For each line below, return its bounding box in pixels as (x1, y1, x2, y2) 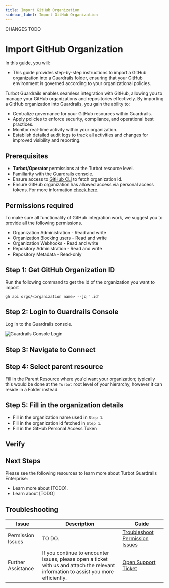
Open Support (122, 559, 156, 566)
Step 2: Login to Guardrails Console (5, 308, 119, 316)
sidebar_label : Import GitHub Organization (5, 12, 98, 17)
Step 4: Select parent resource (5, 363, 103, 371)
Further (8, 559, 25, 566)
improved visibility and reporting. (12, 137, 81, 143)
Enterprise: (5, 475, 28, 481)
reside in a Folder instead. (5, 386, 59, 392)
